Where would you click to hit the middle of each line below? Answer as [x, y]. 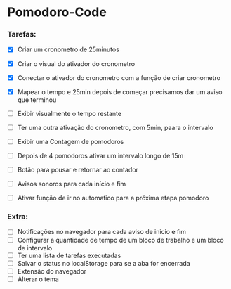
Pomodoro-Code [57, 12]
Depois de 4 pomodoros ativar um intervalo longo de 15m [100, 155]
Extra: [18, 217]
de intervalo [35, 248]
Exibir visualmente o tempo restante [69, 113]
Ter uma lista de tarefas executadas [69, 255]
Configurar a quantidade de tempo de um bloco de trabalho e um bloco [120, 240]
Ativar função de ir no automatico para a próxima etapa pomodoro [113, 198]
